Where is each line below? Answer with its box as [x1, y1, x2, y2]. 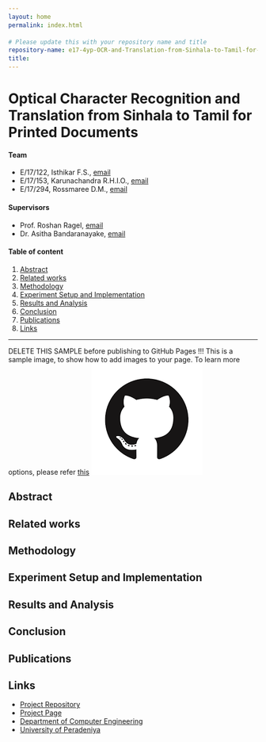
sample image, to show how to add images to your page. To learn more [8, 354, 240, 364]
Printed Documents [8, 124, 139, 142]
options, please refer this [8, 467, 89, 476]
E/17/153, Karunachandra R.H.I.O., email [19, 176, 149, 185]
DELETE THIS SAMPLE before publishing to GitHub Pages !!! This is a [8, 346, 234, 356]
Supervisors [8, 202, 50, 212]
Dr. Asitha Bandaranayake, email [19, 228, 126, 238]
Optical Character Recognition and [8, 90, 241, 108]
